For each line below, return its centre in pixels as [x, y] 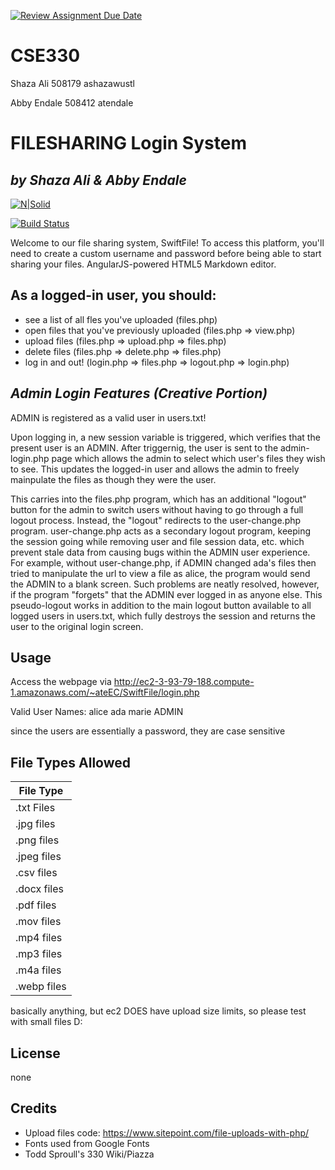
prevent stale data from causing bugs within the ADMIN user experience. [160, 552]
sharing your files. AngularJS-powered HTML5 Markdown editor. [143, 264]
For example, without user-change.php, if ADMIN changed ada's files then [163, 562]
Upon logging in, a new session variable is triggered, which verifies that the [165, 437]
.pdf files [36, 905]
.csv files [36, 873]
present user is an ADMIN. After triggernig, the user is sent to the [144, 447]
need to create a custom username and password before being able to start [166, 253]
